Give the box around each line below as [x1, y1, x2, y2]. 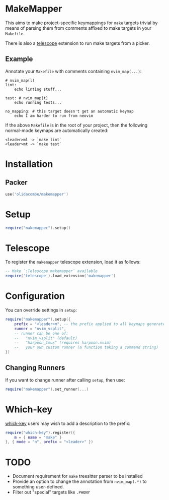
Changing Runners [5, 363, 65, 372]
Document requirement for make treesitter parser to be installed [12, 473, 143, 479]
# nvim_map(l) [5, 78, 35, 83]
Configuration [5, 290, 65, 302]
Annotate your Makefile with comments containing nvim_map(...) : [5, 68, 142, 74]
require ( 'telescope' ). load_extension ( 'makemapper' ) [5, 273, 116, 279]
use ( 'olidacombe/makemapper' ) [5, 192, 69, 197]
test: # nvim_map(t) [5, 95, 49, 101]
